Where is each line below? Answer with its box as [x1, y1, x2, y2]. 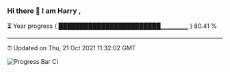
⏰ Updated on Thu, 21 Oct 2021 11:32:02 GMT [7, 44, 136, 52]
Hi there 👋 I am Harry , [7, 6, 81, 16]
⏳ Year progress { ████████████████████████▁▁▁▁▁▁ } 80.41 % [7, 22, 218, 30]
